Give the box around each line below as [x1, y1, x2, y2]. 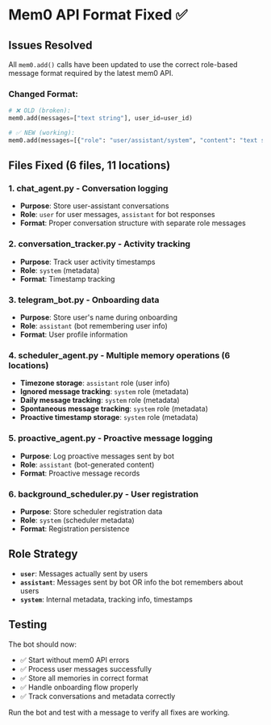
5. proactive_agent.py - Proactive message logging [8, 433, 213, 444]
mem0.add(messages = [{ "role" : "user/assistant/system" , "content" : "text [8, 136, 258, 145]
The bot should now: [8, 639, 77, 649]
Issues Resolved [8, 38, 93, 52]
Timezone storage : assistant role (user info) [19, 378, 170, 388]
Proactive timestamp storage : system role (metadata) [19, 413, 199, 422]
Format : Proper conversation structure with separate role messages [19, 218, 246, 228]
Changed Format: [8, 88, 79, 99]
